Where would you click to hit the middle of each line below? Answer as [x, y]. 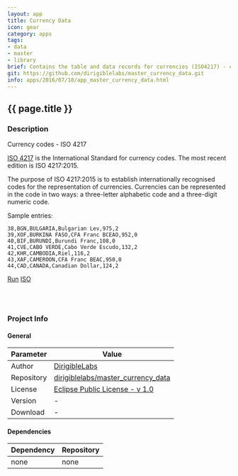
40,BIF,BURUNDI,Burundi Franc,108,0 [61, 241]
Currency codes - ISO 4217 [47, 144]
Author [22, 366]
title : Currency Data [39, 21]
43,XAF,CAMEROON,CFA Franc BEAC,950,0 [64, 260]
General [19, 336]
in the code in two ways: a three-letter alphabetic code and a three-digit [112, 194]
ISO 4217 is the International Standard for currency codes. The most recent [117, 158]
